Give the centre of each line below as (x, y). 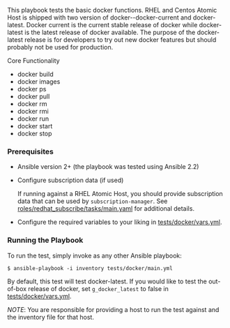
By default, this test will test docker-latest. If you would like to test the (107, 281)
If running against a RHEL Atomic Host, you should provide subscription (120, 194)
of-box (17, 288)
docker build (35, 74)
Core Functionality (34, 61)
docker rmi (33, 111)
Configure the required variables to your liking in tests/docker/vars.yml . (120, 222)
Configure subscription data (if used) (70, 180)
